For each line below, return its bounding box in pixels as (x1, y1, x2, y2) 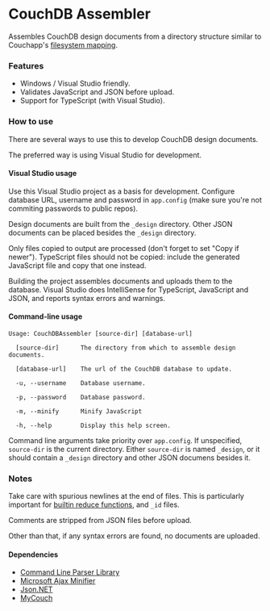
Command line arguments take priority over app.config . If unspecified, (8, 435, 243, 445)
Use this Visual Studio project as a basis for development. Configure (8, 186, 235, 196)
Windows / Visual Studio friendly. (19, 78, 131, 89)
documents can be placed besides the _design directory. (8, 228, 197, 237)
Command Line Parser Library (19, 567, 120, 577)
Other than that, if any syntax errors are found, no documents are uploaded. (8, 531, 260, 541)
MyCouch (19, 593, 53, 603)
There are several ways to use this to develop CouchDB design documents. (8, 134, 259, 144)
